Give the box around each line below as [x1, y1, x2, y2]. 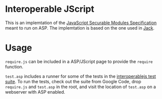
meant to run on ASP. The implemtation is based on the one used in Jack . [5, 25, 155, 31]
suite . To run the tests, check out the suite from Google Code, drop [5, 78, 142, 84]
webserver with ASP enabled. [5, 89, 66, 95]
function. [5, 64, 24, 69]
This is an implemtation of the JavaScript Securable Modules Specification [5, 20, 157, 26]
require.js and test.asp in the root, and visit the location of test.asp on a [5, 84, 157, 90]
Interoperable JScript [5, 3, 95, 15]
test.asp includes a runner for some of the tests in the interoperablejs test [5, 73, 157, 79]
